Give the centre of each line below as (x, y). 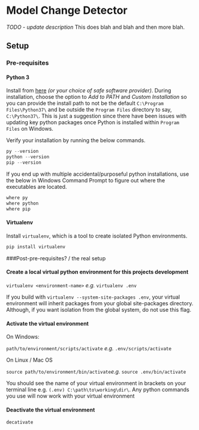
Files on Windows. (30, 129)
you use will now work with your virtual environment (70, 396)
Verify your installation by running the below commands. (76, 140)
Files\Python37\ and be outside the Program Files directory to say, (89, 110)
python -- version (28, 157)
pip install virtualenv (36, 246)
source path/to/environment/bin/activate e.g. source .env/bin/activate (96, 372)
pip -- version (24, 163)
